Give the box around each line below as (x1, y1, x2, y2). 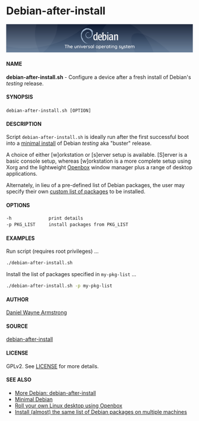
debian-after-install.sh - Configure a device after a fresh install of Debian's (6, 73, 191, 81)
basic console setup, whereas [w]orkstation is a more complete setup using (6, 157, 191, 164)
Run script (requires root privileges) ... (6, 248, 99, 255)
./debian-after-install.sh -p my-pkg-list (6, 283, 113, 289)
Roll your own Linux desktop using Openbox (14, 402, 123, 409)
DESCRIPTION (6, 120, 42, 127)
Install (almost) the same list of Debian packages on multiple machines (14, 408, 188, 415)
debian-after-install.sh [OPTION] (6, 107, 92, 113)
